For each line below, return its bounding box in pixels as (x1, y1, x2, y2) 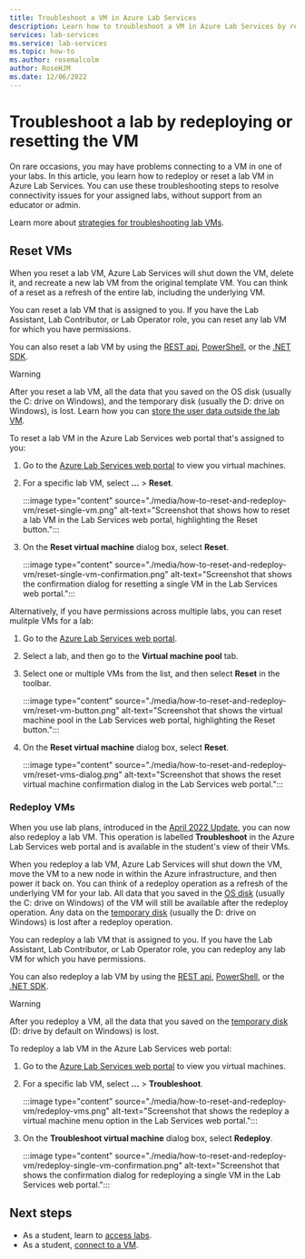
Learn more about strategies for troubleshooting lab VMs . (9, 217, 224, 228)
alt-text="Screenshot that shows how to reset (119, 505, 290, 516)
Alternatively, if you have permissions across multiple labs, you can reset (9, 605, 282, 616)
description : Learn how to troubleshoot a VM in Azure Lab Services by (9, 22, 286, 31)
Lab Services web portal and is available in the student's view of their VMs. (9, 841, 290, 851)
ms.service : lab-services (9, 38, 107, 48)
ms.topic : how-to (9, 47, 75, 56)
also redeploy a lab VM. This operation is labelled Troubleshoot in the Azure (9, 831, 295, 842)
